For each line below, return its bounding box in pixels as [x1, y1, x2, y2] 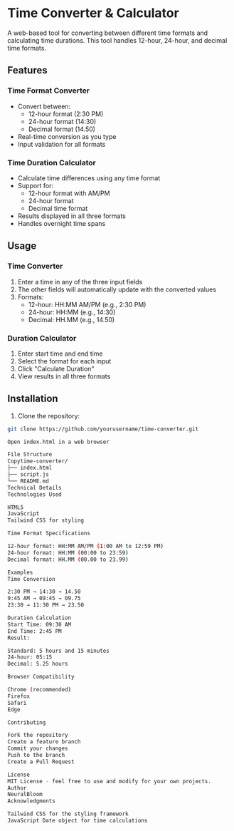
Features [7, 64, 48, 76]
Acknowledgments [7, 798, 55, 805]
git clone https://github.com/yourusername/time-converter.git [7, 425, 199, 433]
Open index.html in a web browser [7, 438, 110, 445]
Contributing [7, 718, 46, 726]
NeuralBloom [7, 791, 43, 798]
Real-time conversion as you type [17, 132, 117, 140]
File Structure [7, 451, 53, 458]
